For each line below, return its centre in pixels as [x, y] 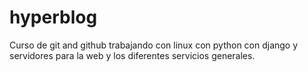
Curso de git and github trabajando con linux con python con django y [154, 45]
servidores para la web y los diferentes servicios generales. [132, 55]
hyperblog [53, 17]
